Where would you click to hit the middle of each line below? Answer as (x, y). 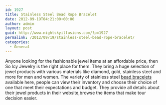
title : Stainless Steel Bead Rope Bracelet (51, 14)
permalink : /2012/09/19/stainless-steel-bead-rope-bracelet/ (70, 38)
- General (20, 47)
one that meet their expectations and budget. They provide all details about (83, 87)
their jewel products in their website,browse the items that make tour (76, 93)
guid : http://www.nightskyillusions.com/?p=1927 (57, 33)
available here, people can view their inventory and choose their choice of (81, 82)
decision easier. (21, 98)
